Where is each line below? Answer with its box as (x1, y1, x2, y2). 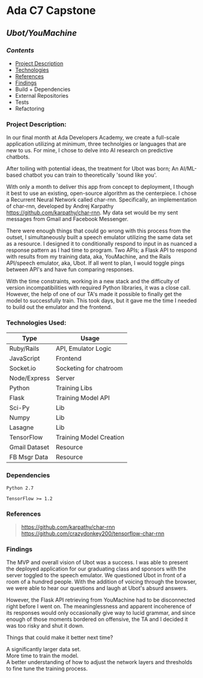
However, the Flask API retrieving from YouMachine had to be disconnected (6, 596, 196, 604)
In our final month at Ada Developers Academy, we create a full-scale (6, 134, 180, 141)
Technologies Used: (6, 319, 67, 327)
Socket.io (9, 364, 36, 373)
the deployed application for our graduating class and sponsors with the (6, 565, 187, 572)
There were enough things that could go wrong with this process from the (6, 227, 191, 234)
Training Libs (55, 384, 93, 392)
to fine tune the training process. (6, 665, 88, 673)
